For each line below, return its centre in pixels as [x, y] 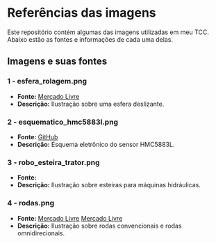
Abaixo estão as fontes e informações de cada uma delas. [90, 39]
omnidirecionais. [41, 233]
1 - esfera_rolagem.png [47, 81]
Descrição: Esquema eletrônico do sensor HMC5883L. [96, 144]
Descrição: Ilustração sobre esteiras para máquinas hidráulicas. [109, 185]
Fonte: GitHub [38, 136]
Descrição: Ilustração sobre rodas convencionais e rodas [99, 226]
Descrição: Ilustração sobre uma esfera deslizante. [91, 104]
